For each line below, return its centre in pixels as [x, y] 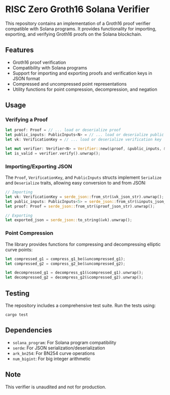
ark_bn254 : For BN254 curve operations [54, 353]
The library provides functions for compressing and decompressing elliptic [83, 244]
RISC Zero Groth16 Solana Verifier [77, 9]
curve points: [19, 249]
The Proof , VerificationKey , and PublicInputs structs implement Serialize [83, 177]
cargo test [17, 315]
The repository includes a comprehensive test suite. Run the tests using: [80, 305]
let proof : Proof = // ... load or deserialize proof [63, 130]
